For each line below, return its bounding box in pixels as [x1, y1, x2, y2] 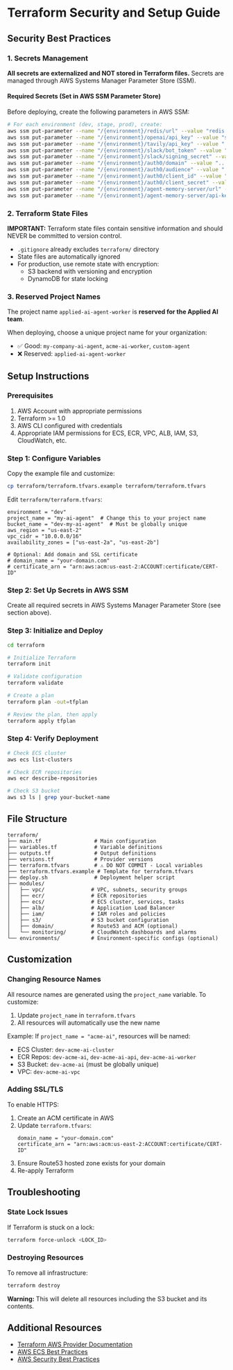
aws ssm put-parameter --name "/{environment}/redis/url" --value [7, 127, 203, 135]
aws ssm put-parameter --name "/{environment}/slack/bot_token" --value [7, 147, 222, 154]
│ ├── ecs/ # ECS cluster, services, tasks [7, 898, 185, 905]
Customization [7, 954, 73, 966]
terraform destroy [7, 1282, 60, 1289]
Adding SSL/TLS [7, 1084, 64, 1094]
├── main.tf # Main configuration [7, 837, 157, 844]
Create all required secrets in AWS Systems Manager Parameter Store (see [7, 601, 221, 610]
